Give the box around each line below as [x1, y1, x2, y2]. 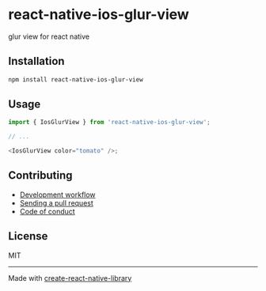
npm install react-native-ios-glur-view [8, 75, 144, 84]
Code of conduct [19, 206, 75, 216]
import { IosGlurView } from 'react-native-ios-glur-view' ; [8, 119, 211, 127]
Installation [8, 55, 65, 68]
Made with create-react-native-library [8, 273, 132, 282]
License [8, 229, 48, 243]
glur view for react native [8, 32, 89, 41]
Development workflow [19, 190, 97, 199]
